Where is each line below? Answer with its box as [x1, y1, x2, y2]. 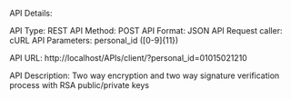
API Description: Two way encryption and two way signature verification [9, 70, 280, 81]
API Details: [9, 8, 53, 18]
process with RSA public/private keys [9, 80, 150, 90]
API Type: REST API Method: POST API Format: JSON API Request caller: [9, 25, 283, 35]
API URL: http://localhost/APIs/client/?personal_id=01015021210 [9, 53, 247, 63]
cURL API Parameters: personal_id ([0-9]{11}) [9, 35, 179, 45]
